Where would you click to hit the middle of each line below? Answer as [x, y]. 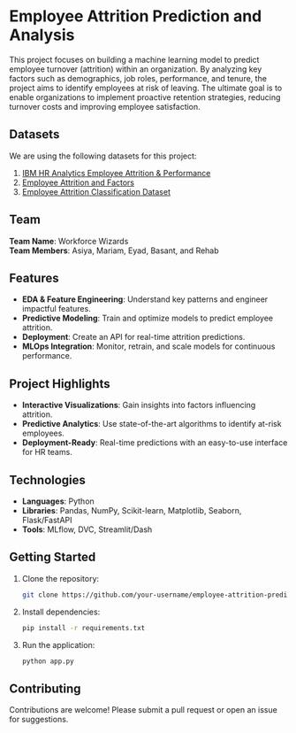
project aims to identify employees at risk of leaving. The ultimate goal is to [146, 88]
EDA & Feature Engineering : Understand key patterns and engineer [145, 299]
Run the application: [58, 644]
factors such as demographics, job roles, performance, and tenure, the [138, 78]
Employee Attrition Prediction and [136, 16]
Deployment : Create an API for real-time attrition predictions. [133, 337]
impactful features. [56, 309]
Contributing [45, 688]
